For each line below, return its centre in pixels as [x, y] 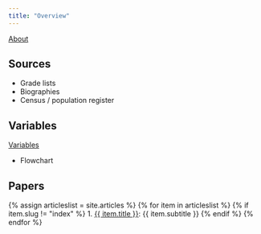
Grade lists [38, 83]
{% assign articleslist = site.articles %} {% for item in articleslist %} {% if [128, 205]
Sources [30, 64]
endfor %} [25, 223]
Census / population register [67, 101]
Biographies [40, 92]
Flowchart [37, 161]
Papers [27, 186]
